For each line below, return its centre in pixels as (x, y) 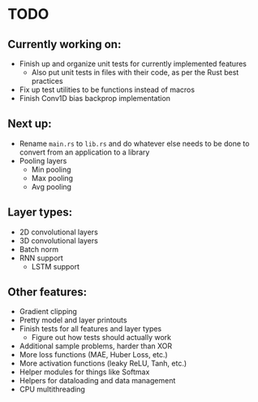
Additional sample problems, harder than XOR (95, 346)
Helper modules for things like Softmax (84, 372)
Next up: (30, 124)
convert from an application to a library (84, 152)
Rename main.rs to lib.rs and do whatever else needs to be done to (134, 143)
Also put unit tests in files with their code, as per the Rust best (135, 72)
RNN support (41, 258)
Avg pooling (52, 186)
